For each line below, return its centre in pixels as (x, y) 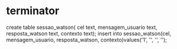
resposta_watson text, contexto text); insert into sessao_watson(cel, (89, 33)
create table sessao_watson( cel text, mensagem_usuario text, (82, 27)
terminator (33, 11)
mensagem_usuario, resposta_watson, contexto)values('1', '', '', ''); (86, 40)
